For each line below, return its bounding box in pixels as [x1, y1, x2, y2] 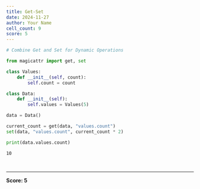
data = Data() [6, 113, 42, 119]
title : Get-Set [6, 8, 44, 15]
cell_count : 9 [6, 25, 42, 32]
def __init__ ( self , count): [17, 74, 86, 80]
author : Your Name [6, 20, 52, 26]
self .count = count [27, 80, 76, 86]
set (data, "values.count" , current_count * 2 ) [6, 129, 124, 135]
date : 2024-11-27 [6, 14, 49, 20]
